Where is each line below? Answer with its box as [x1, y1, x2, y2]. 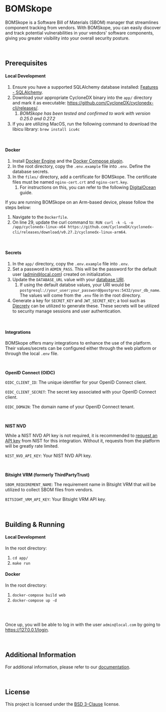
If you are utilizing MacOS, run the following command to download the [12, 121, 157, 127]
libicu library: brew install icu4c [12, 126, 80, 132]
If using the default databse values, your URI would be [19, 282, 130, 288]
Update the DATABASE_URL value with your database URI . [12, 276, 125, 282]
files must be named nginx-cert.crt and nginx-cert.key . [12, 179, 128, 185]
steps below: [5, 204, 31, 210]
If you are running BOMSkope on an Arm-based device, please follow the [5, 199, 154, 205]
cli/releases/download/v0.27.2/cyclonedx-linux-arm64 [12, 230, 125, 235]
